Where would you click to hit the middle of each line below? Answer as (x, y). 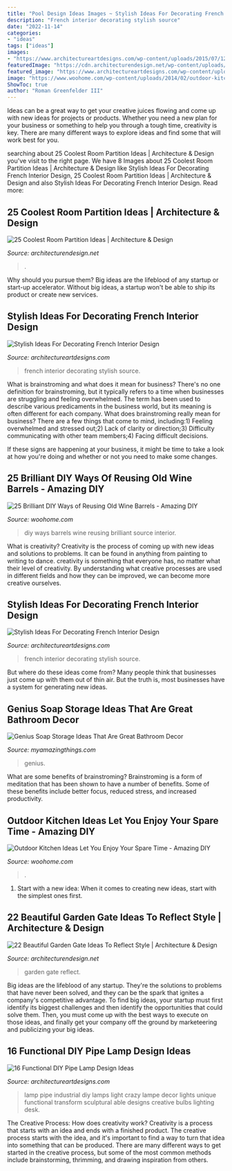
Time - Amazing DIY (51, 831)
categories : (24, 33)
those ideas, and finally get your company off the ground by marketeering (112, 1022)
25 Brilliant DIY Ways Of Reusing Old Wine (100, 478)
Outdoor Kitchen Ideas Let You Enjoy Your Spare (113, 821)
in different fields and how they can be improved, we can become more (109, 575)
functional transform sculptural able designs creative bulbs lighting (119, 1102)
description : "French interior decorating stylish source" (94, 20)
